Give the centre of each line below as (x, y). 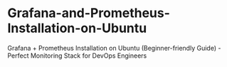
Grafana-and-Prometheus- (89, 13)
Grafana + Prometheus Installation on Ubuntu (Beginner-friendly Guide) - (114, 48)
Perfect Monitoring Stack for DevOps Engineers (77, 56)
